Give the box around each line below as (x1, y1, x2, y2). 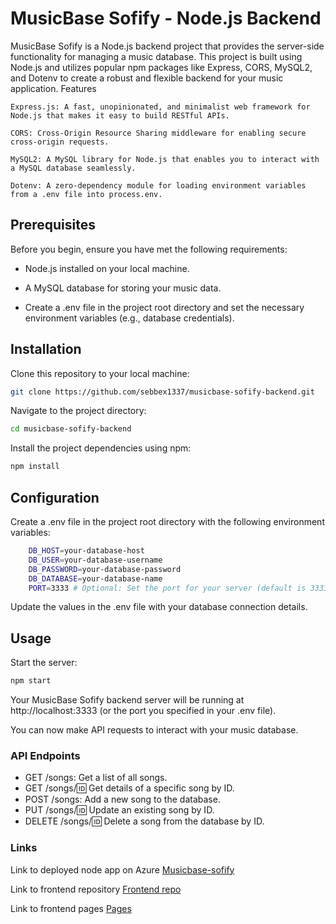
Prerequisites (10, 217, 96, 234)
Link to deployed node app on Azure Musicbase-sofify (10, 863, 235, 876)
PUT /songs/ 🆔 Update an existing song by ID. (24, 804, 215, 816)
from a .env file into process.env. (10, 189, 163, 199)
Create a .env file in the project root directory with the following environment (10, 516, 325, 527)
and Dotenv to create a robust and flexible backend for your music (10, 72, 284, 84)
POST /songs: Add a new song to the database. (24, 793, 221, 806)
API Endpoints (10, 748, 81, 762)
